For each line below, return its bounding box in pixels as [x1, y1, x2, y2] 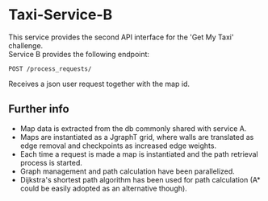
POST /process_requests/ [8, 64, 92, 73]
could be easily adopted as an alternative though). [19, 183, 187, 193]
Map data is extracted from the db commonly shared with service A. [19, 123, 247, 133]
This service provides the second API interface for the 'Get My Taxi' [8, 32, 234, 42]
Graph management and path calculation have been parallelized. [19, 166, 236, 176]
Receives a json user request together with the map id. [8, 79, 190, 88]
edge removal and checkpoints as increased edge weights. [19, 141, 216, 150]
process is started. [19, 158, 82, 167]
